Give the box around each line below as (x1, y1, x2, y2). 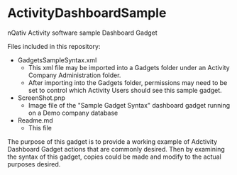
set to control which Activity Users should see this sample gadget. (28, 86, 222, 94)
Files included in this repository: (7, 42, 101, 50)
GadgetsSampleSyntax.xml (17, 55, 97, 64)
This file (28, 123, 52, 132)
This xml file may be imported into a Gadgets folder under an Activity (28, 63, 230, 72)
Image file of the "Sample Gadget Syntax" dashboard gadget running (28, 101, 231, 109)
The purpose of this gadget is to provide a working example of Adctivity (7, 137, 218, 146)
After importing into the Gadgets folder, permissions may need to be (28, 78, 228, 86)
